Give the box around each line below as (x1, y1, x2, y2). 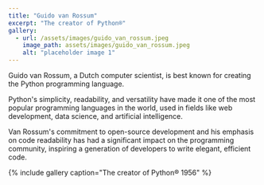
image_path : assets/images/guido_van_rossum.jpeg (22, 41, 191, 49)
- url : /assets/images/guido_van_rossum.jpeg (15, 33, 169, 42)
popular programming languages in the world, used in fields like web (8, 103, 233, 112)
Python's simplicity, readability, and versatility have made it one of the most (8, 95, 256, 104)
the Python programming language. (8, 79, 125, 89)
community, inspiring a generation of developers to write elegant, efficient (8, 144, 251, 153)
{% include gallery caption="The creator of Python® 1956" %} (8, 168, 212, 177)
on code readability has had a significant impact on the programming (8, 136, 235, 144)
